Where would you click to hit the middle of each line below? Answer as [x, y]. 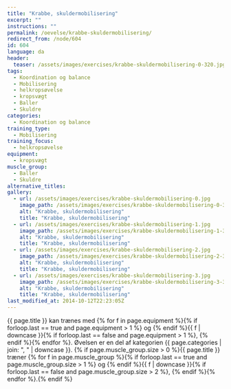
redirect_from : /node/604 [44, 39]
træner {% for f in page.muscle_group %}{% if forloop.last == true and [107, 357]
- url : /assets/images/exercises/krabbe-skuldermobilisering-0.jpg [112, 199]
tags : [15, 71]
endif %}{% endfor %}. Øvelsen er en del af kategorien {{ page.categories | [114, 342]
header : [18, 58]
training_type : [29, 129]
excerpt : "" [24, 20]
